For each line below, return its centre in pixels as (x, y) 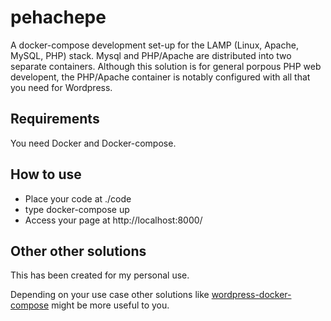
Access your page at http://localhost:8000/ (113, 220)
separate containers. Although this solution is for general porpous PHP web (166, 66)
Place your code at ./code (78, 198)
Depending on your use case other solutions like (110, 295)
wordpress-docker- (251, 295)
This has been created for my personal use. (100, 275)
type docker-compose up (77, 209)
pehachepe (58, 17)
